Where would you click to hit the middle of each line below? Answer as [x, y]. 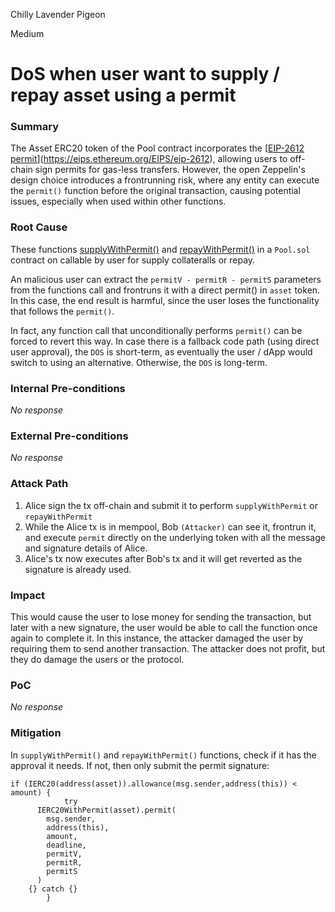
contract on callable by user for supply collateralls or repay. [133, 260]
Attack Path [39, 484]
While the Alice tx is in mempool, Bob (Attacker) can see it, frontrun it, [170, 526]
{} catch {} [53, 889]
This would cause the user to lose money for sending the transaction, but [161, 616]
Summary [35, 127]
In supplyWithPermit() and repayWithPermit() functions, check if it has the [163, 755]
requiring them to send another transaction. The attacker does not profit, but [168, 648]
